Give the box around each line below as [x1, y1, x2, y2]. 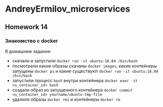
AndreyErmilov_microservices [5, 3, 130, 15]
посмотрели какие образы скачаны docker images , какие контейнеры [12, 63, 157, 69]
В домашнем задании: [5, 48, 52, 54]
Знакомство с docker [5, 37, 59, 44]
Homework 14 [5, 23, 48, 31]
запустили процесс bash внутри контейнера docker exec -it [12, 77, 138, 83]
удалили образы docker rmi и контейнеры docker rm [12, 96, 121, 102]
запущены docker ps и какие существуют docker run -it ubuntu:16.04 [12, 68, 159, 74]
